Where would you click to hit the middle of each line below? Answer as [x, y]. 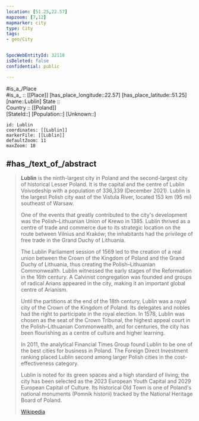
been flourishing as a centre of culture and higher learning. [93, 333]
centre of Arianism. [44, 290]
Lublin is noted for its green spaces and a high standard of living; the [105, 375]
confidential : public [33, 66]
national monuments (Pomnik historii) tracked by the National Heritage [107, 394]
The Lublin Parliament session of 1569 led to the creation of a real [101, 252]
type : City [20, 28]
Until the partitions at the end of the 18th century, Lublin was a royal [104, 301]
